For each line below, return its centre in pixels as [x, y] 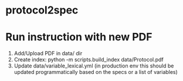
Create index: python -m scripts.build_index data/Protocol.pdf [89, 60]
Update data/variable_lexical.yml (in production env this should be [94, 66]
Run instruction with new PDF [79, 37]
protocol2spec [42, 10]
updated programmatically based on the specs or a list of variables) [96, 72]
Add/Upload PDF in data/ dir [48, 53]
